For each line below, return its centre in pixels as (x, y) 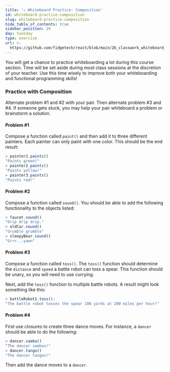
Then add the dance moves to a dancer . (46, 365)
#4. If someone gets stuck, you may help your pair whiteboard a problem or (84, 108)
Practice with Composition (38, 91)
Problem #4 (18, 315)
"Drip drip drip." (25, 222)
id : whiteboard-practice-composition (45, 15)
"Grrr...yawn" (20, 241)
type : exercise (21, 39)
